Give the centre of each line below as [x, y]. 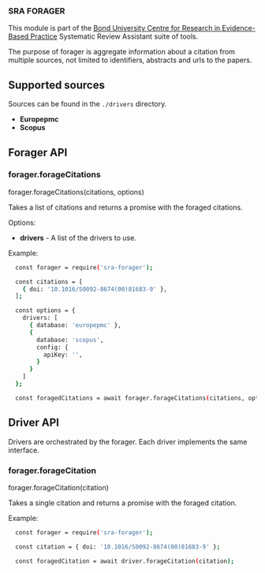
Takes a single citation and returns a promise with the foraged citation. [123, 503]
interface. [24, 450]
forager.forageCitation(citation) [58, 487]
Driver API [34, 423]
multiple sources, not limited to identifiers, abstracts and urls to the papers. [130, 60]
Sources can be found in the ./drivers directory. [88, 104]
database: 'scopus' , [70, 340]
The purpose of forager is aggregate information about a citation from [121, 52]
